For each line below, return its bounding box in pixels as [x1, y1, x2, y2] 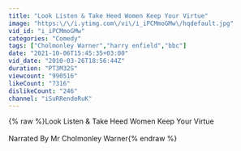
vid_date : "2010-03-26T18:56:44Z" [8, 57, 126, 65]
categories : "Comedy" [8, 34, 82, 43]
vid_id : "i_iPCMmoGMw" [8, 27, 85, 35]
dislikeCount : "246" [8, 86, 79, 95]
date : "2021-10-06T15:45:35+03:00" [8, 49, 129, 57]
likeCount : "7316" [8, 79, 71, 87]
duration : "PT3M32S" [8, 65, 79, 73]
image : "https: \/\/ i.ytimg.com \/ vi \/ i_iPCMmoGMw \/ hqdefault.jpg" [8, 19, 234, 27]
